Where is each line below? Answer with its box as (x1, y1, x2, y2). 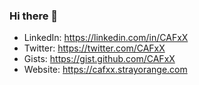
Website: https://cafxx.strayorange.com (23, 64, 188, 76)
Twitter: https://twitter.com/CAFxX (23, 42, 166, 54)
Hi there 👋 (9, 9, 59, 23)
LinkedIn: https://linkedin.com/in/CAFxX (23, 32, 189, 44)
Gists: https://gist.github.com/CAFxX (23, 53, 176, 65)
